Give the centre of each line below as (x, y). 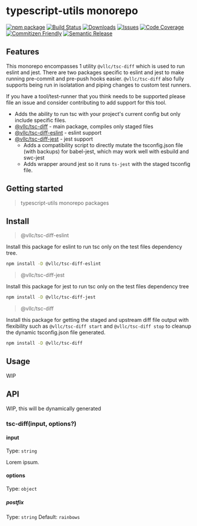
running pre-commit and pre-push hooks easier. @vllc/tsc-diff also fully (95, 78)
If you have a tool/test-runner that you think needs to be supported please (96, 96)
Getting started (35, 189)
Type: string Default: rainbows (43, 517)
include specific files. (40, 120)
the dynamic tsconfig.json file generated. (56, 332)
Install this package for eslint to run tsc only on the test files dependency (94, 247)
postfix (15, 502)
